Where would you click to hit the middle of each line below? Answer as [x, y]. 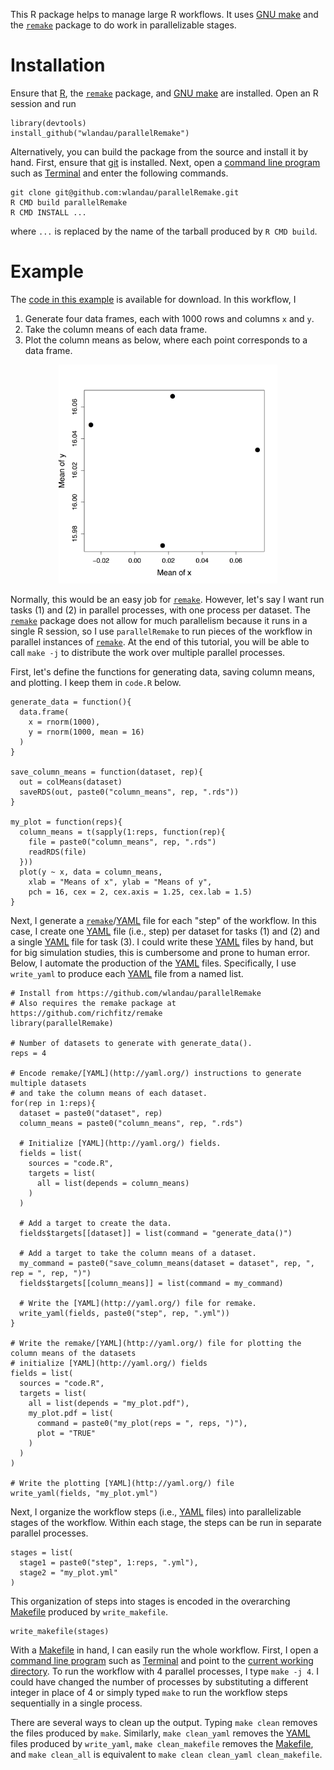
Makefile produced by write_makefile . [89, 1611]
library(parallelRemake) [62, 1023]
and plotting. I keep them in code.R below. [96, 682]
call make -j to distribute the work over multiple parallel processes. [148, 652]
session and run [43, 103]
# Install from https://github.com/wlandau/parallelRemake [136, 993]
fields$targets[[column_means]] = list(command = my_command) [151, 1283]
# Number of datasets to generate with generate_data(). [131, 1043]
